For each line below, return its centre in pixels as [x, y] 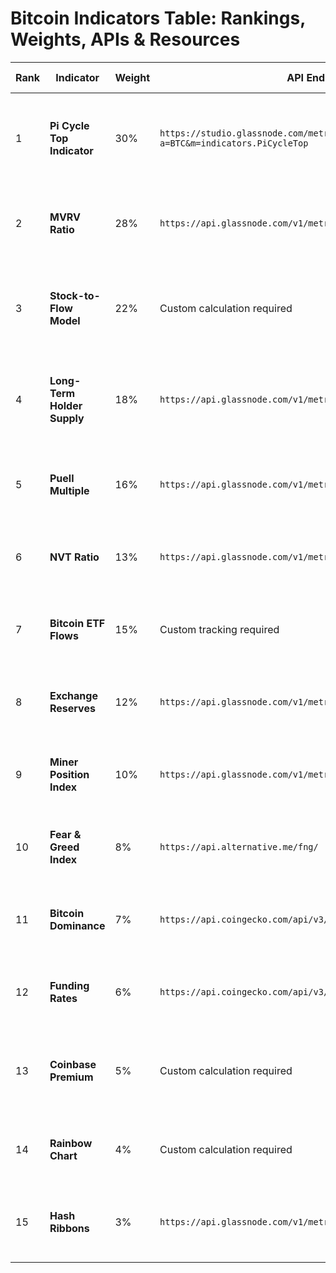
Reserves [72, 708]
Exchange [73, 695]
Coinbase [73, 1064]
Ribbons [69, 1228]
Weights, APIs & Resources [125, 39]
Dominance [77, 925]
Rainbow [71, 1143]
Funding [69, 985]
